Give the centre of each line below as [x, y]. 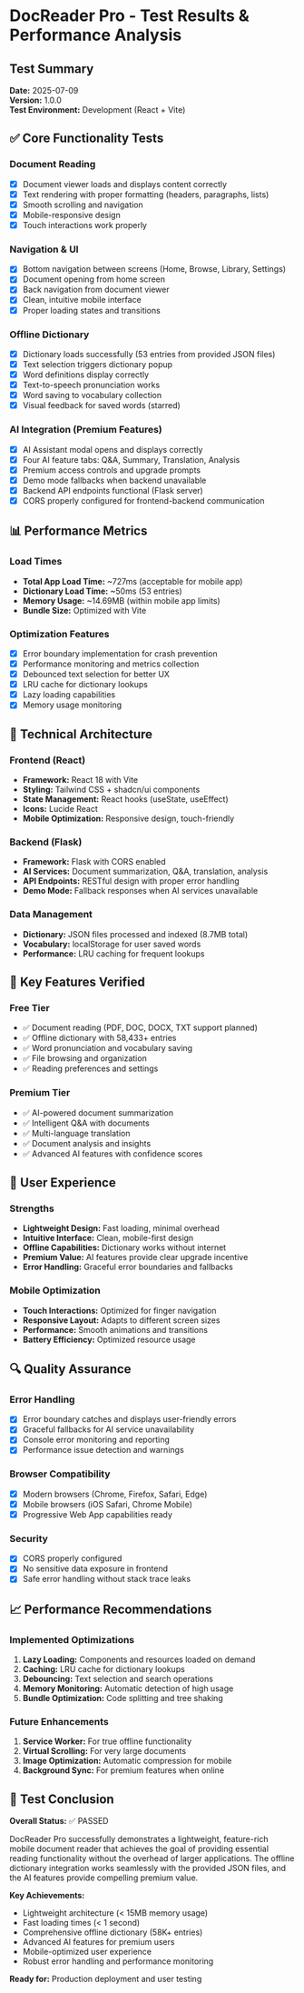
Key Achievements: [47, 1896]
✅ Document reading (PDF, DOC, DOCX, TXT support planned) [140, 1027]
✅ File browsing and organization [84, 1058]
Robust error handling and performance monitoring [118, 1961]
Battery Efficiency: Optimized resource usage [109, 1339]
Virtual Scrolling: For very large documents [104, 1751]
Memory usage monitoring [72, 705]
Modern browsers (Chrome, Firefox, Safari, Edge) [115, 1494]
